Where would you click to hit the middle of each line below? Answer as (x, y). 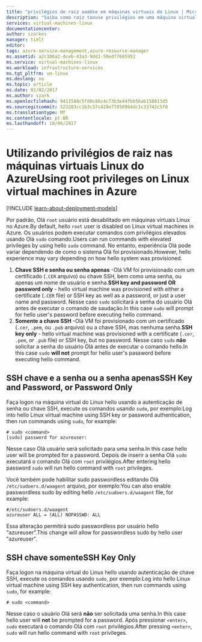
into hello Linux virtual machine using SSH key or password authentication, (99, 415)
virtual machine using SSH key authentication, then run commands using (96, 585)
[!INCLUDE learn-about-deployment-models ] (62, 209)
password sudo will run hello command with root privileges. (80, 468)
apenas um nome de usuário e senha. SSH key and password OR (95, 283)
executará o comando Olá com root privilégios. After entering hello (88, 461)
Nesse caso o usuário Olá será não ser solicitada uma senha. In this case (96, 613)
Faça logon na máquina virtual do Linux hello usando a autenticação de (94, 402)
